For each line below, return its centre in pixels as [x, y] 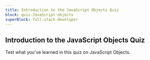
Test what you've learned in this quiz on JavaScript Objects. [68, 52]
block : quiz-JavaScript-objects [39, 15]
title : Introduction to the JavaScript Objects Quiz [62, 10]
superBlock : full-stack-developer [42, 19]
